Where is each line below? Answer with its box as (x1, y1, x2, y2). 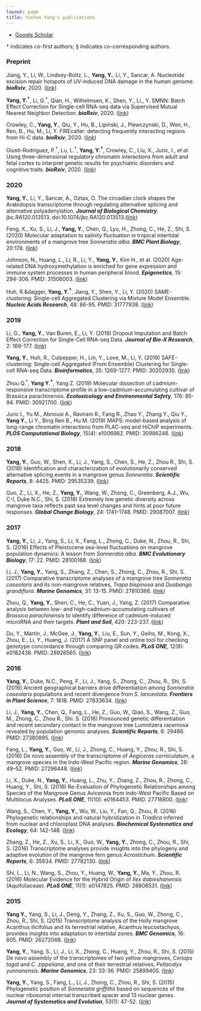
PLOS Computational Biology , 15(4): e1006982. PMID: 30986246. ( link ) (6, 430, 184, 437)
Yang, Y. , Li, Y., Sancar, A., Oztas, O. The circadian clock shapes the (6, 194, 175, 202)
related (6, 263, 24, 270)
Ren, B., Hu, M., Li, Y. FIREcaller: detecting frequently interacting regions (6, 128, 185, 135)
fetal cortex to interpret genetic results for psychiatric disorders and (6, 160, 174, 167)
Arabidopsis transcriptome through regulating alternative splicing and (6, 201, 178, 208)
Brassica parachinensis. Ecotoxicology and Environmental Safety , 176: (6, 393, 184, 400)
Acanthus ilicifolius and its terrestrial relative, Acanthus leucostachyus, (6, 924, 181, 931)
